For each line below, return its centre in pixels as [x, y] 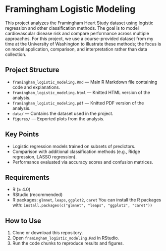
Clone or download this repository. [48, 233]
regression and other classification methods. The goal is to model [72, 28]
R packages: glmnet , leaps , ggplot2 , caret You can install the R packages [87, 200]
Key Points [22, 134]
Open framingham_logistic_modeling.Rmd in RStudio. [66, 238]
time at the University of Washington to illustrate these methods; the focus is [83, 44]
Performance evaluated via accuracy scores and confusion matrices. [83, 162]
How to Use [23, 221]
